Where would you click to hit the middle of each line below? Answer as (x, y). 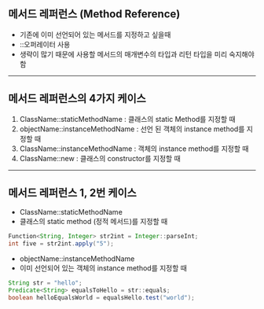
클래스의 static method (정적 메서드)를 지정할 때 (93, 222)
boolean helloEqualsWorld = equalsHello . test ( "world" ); (101, 297)
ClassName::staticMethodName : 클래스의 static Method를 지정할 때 (127, 119)
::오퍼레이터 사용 (45, 44)
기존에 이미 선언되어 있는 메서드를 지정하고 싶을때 (95, 35)
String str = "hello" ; (45, 283)
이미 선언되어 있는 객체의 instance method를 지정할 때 (103, 268)
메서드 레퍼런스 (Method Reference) (94, 14)
